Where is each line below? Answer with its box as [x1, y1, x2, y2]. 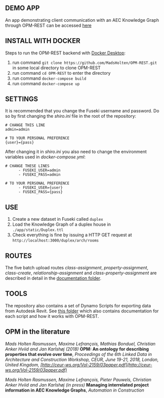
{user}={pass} [5, 140, 35, 145]
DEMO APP [5, 4, 40, 12]
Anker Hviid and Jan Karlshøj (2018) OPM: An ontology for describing [5, 346, 149, 352]
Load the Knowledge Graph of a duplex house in [12, 221, 111, 227]
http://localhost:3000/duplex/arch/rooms [12, 238, 99, 243]
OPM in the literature [5, 328, 70, 336]
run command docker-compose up [12, 80, 80, 86]
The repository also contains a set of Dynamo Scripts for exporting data [5, 302, 151, 308]
